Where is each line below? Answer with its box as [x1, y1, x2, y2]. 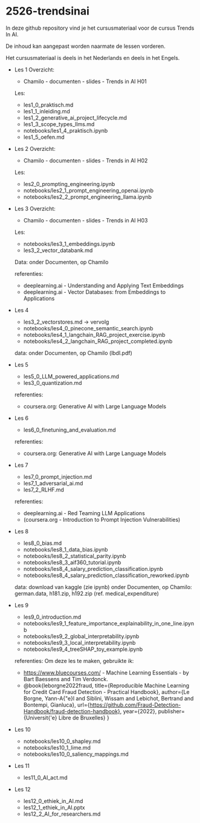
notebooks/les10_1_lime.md [23, 744, 91, 751]
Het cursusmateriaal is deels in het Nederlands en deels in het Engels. [5, 54, 180, 61]
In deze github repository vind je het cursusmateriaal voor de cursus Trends [5, 24, 195, 32]
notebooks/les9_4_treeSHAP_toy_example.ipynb [23, 645, 143, 653]
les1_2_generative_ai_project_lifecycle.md [23, 114, 127, 121]
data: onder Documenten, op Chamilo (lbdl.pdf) [14, 349, 132, 356]
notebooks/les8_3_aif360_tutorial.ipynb [23, 559, 121, 566]
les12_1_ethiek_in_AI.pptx [23, 804, 85, 811]
